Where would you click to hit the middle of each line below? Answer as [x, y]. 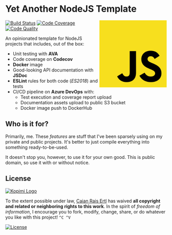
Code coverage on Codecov [43, 59]
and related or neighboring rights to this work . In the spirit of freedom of [83, 206]
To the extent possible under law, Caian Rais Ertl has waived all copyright [83, 201]
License [18, 179]
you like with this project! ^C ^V [38, 217]
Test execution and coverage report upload [66, 97]
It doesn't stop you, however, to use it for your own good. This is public [80, 157]
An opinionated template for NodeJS [44, 38]
